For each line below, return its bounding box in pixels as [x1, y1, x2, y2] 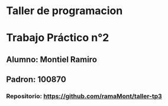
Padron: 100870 [6, 75, 66, 85]
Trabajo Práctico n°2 [6, 31, 109, 45]
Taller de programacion [6, 4, 123, 18]
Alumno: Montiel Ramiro [6, 54, 98, 64]
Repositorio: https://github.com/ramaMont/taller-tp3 [6, 92, 163, 101]
